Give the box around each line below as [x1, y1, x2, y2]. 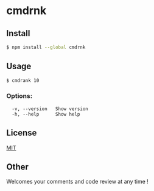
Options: [6, 92, 33, 100]
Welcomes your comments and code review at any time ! [6, 178, 149, 185]
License [6, 128, 37, 138]
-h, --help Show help [12, 111, 80, 117]
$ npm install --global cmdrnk [6, 44, 86, 50]
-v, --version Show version [12, 105, 88, 112]
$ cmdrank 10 [6, 77, 40, 83]
